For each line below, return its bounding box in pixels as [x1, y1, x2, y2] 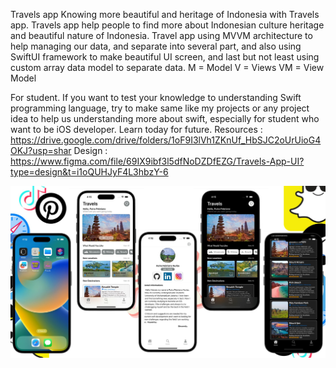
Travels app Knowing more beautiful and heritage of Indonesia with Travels [10, 9, 320, 20]
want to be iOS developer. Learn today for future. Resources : [10, 124, 263, 135]
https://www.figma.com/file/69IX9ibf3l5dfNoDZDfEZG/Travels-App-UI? [10, 155, 305, 167]
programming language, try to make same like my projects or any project [10, 102, 310, 114]
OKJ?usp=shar [10, 145, 72, 156]
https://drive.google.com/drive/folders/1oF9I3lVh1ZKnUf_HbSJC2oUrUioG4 [10, 134, 322, 146]
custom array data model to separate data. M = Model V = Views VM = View [10, 62, 325, 73]
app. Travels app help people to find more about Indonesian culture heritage [10, 19, 325, 31]
